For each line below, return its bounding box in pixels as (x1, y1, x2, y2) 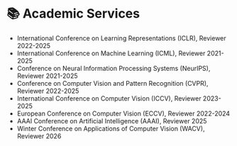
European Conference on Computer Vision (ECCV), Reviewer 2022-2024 (16, 109, 231, 118)
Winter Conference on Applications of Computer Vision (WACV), (16, 124, 205, 133)
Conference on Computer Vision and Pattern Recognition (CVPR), (16, 79, 209, 87)
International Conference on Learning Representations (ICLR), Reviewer (16, 33, 226, 43)
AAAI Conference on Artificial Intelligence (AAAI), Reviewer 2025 (16, 116, 207, 125)
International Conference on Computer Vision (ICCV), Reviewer (16, 94, 202, 103)
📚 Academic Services (6, 6, 140, 22)
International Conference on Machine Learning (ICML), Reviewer (16, 49, 206, 57)
